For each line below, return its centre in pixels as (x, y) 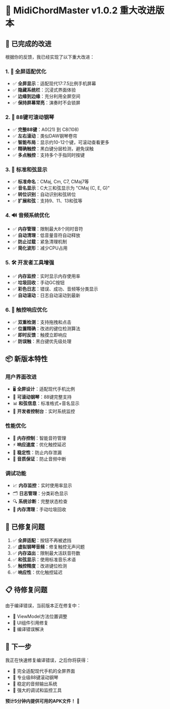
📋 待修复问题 (26, 590)
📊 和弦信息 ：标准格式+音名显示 (46, 403)
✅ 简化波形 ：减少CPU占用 (40, 248)
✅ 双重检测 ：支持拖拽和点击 (42, 322)
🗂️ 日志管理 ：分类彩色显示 (40, 493)
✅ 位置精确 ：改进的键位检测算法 (46, 328)
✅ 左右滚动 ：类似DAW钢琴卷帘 (45, 135)
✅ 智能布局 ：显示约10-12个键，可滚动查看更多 (61, 142)
